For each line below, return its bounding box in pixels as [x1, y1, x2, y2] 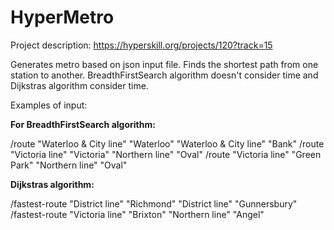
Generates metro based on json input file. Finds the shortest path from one [10, 58, 319, 70]
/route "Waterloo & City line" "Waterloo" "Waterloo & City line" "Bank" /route [10, 137, 325, 150]
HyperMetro [10, 6, 115, 29]
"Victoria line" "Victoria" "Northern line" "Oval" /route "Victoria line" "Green [10, 148, 322, 160]
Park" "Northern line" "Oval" [10, 159, 128, 171]
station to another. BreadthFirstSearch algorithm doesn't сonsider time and [10, 69, 319, 81]
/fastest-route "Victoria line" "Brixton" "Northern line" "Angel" [10, 208, 265, 220]
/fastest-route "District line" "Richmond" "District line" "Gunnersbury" [10, 197, 298, 210]
